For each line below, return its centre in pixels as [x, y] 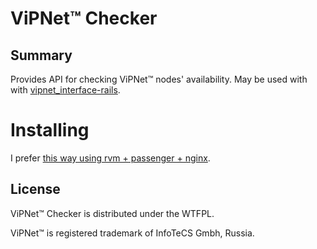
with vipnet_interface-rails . [65, 90]
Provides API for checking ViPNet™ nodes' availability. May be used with [159, 79]
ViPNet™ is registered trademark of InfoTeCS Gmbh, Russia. [132, 233]
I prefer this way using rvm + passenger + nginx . [110, 158]
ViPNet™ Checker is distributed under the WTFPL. [112, 213]
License [35, 189]
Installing [50, 130]
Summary [41, 55]
